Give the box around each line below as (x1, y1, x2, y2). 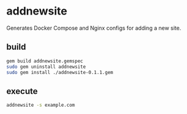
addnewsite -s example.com (6, 102, 75, 109)
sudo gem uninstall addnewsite (6, 64, 86, 70)
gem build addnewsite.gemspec (6, 58, 84, 64)
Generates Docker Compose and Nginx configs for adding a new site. (6, 24, 182, 32)
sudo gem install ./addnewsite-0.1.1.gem (6, 69, 114, 75)
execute (6, 86, 38, 96)
